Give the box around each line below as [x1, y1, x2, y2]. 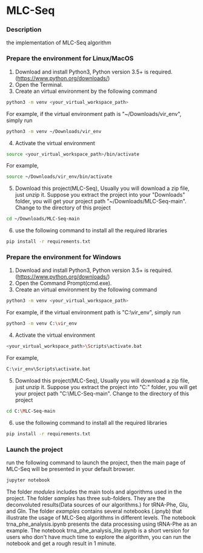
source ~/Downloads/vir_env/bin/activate [6, 174, 113, 180]
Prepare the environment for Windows [6, 253, 121, 261]
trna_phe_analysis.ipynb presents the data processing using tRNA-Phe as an [6, 520, 197, 528]
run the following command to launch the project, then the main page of [6, 459, 186, 466]
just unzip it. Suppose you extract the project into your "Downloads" [15, 191, 185, 198]
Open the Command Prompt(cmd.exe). [15, 280, 112, 287]
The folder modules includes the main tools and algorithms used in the [6, 488, 182, 495]
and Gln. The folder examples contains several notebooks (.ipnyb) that [6, 507, 182, 515]
